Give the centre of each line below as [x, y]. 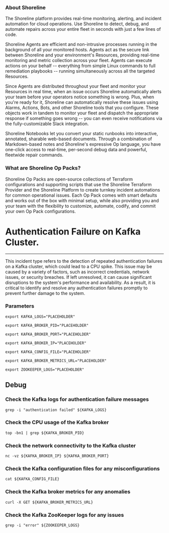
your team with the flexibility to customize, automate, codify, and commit [80, 206]
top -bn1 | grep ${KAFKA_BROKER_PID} [45, 433]
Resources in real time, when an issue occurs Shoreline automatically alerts [83, 92]
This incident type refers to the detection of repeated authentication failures [84, 261]
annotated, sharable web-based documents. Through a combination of [79, 139]
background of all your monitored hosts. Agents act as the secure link [77, 50]
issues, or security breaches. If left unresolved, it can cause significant [78, 277]
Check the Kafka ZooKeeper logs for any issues [65, 515]
